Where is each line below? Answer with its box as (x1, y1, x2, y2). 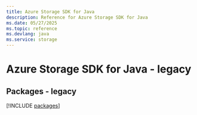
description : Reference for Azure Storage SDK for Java (6, 14, 148, 20)
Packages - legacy (6, 86, 76, 96)
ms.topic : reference (6, 25, 58, 32)
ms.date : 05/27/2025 (6, 20, 58, 26)
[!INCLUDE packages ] (6, 102, 60, 109)
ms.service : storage (6, 37, 58, 43)
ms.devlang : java (6, 31, 50, 37)
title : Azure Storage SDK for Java (6, 8, 95, 15)
